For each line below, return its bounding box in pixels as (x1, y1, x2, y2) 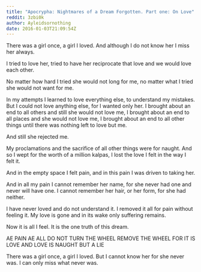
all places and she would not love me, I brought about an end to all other (6, 115, 185, 122)
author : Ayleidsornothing (6, 20, 71, 26)
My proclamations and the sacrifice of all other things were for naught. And (6, 145, 192, 152)
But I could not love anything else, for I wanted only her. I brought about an (6, 103, 191, 110)
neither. (6, 193, 25, 201)
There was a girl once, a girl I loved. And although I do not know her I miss (6, 42, 190, 49)
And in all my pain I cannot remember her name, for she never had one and (6, 181, 192, 188)
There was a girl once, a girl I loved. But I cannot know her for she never (6, 253, 185, 260)
